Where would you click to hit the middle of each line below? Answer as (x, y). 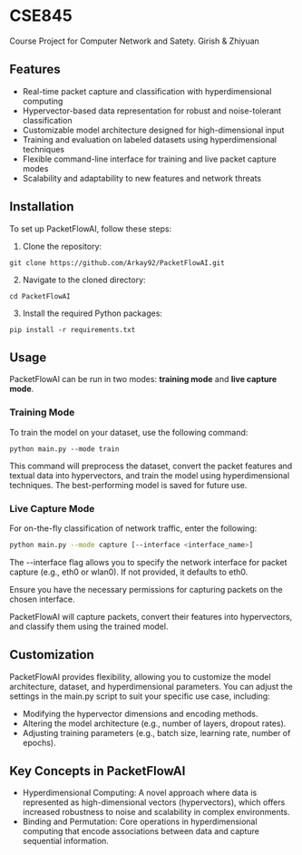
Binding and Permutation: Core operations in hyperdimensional (140, 821)
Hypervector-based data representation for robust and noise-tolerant (152, 111)
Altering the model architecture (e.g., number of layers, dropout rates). (154, 723)
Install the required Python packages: (93, 313)
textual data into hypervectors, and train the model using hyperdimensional (150, 475)
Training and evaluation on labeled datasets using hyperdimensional (150, 139)
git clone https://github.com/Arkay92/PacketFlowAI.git (117, 263)
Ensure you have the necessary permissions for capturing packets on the (146, 589)
